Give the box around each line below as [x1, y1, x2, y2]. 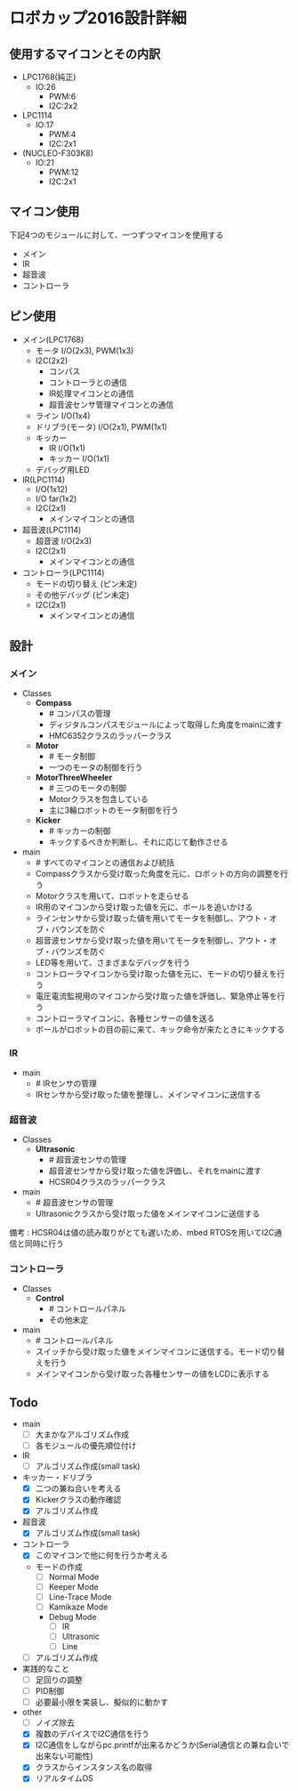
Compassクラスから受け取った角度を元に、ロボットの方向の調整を [35, 869, 281, 879]
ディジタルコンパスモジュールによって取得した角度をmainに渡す [48, 719, 283, 730]
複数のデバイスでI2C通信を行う [35, 1729, 149, 1739]
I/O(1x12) [35, 483, 68, 494]
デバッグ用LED [35, 464, 91, 474]
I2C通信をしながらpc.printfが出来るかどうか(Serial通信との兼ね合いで [35, 1739, 290, 1750]
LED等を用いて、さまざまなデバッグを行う [35, 958, 190, 968]
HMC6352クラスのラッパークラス [48, 731, 173, 742]
